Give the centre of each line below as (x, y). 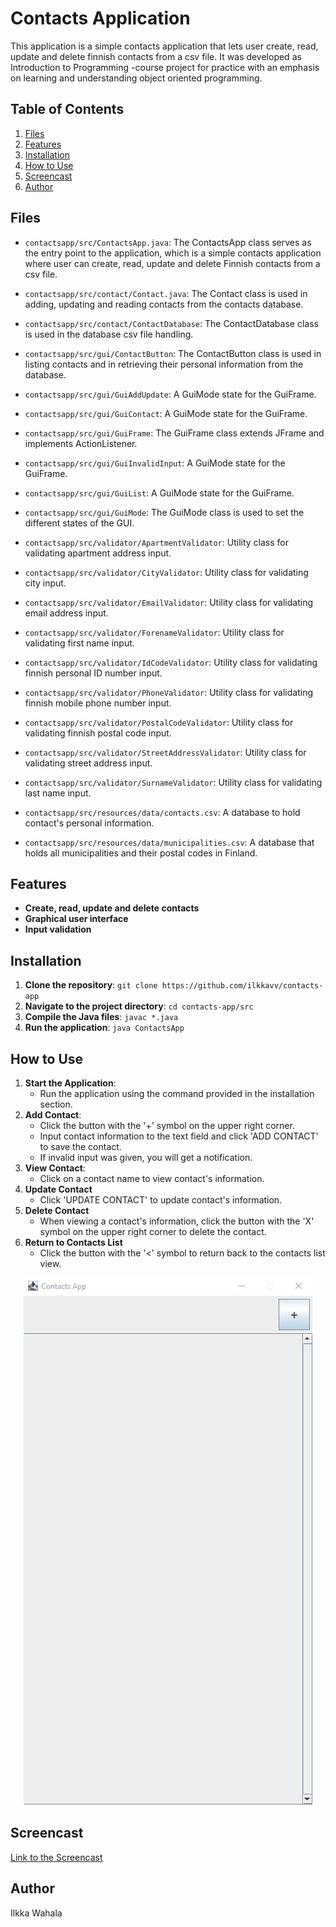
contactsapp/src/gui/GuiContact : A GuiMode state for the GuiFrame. (166, 413)
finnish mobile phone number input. (98, 703)
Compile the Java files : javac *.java (101, 1017)
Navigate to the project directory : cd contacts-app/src (139, 1006)
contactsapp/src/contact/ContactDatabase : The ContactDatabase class (171, 323)
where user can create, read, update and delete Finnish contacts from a (172, 263)
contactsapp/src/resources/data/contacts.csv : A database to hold (162, 812)
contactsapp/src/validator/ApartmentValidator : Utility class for (156, 542)
